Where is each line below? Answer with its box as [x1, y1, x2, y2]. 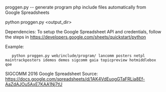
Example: [5, 44, 24, 49]
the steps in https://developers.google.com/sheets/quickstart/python [5, 34, 146, 40]
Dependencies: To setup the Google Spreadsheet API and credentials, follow [5, 29, 162, 34]
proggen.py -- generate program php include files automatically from [5, 4, 146, 10]
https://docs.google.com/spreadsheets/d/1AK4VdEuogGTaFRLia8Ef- [5, 76, 145, 82]
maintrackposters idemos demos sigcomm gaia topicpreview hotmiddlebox [5, 58, 156, 63]
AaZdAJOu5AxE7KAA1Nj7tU [5, 82, 63, 87]
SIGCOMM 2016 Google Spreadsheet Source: [5, 71, 98, 77]
